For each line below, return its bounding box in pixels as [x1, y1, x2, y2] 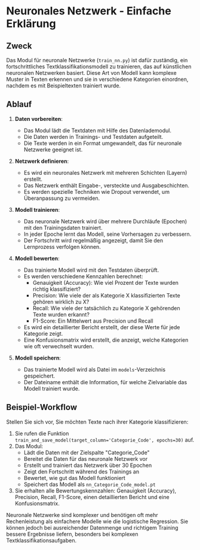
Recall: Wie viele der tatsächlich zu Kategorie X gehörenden [32, 304, 180, 312]
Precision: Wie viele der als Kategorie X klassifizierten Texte [32, 291, 180, 299]
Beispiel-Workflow [6, 402, 78, 412]
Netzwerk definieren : [14, 157, 69, 165]
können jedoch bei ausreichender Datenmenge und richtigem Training [6, 524, 179, 531]
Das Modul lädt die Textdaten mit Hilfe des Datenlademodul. [23, 127, 172, 134]
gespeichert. [23, 372, 56, 379]
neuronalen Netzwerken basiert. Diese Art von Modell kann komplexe [6, 69, 177, 76]
